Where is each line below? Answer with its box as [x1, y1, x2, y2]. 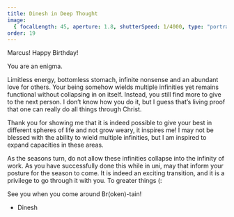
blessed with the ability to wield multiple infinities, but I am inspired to [7, 134, 207, 142]
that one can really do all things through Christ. [7, 105, 142, 113]
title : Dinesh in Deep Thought [7, 10, 98, 17]
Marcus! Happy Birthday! [7, 49, 79, 57]
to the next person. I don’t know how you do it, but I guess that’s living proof [7, 98, 226, 106]
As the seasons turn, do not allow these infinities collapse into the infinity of [7, 154, 225, 163]
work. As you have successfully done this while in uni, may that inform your [7, 161, 224, 170]
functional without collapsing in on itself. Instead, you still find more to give [7, 90, 221, 99]
